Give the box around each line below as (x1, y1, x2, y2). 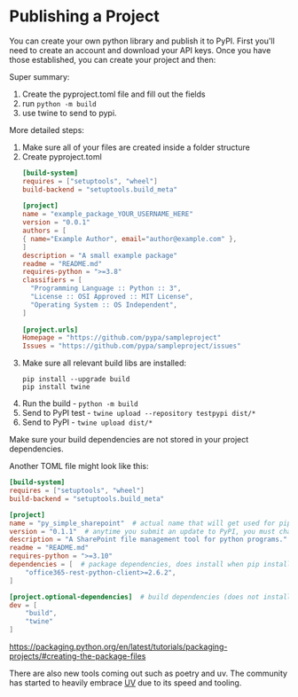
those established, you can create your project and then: (9, 54, 216, 65)
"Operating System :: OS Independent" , (30, 300, 178, 309)
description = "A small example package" (21, 251, 178, 260)
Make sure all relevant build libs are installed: (21, 357, 187, 369)
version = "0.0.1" (21, 218, 90, 227)
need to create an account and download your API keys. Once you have (9, 44, 271, 55)
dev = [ (9, 600, 38, 609)
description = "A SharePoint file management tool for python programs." (9, 535, 288, 544)
